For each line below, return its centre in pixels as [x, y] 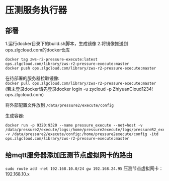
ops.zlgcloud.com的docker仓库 [38, 50]
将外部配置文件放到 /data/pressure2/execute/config [60, 105]
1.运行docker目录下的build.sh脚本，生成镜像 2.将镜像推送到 [67, 44]
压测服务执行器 [36, 10]
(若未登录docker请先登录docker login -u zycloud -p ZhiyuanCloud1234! [79, 89]
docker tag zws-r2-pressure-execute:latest [52, 59]
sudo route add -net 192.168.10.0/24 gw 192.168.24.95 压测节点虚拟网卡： [84, 168]
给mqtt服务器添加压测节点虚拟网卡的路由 [69, 155]
